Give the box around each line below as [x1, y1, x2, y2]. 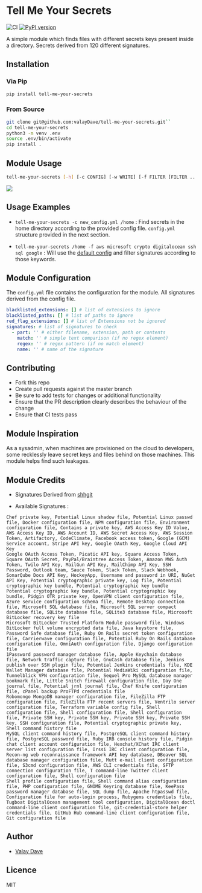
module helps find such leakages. [6, 457, 90, 465]
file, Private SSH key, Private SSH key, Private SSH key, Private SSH [6, 714, 190, 721]
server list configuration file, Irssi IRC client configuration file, [6, 746, 190, 752]
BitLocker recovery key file [6, 614, 80, 620]
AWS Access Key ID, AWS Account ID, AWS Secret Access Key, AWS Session [6, 530, 193, 536]
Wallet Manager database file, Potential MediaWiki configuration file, [6, 667, 193, 673]
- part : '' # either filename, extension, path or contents [11, 329, 166, 335]
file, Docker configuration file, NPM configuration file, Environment [6, 520, 190, 526]
